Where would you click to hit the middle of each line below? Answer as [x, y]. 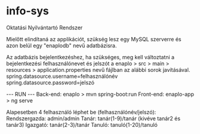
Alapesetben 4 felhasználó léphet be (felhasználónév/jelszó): [81, 112]
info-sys [28, 11]
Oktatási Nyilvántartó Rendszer [44, 28]
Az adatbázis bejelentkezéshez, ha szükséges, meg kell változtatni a [90, 57]
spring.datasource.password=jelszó [50, 83]
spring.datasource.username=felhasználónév [62, 76]
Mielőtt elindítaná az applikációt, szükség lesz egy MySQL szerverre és [94, 39]
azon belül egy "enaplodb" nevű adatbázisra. [62, 45]
